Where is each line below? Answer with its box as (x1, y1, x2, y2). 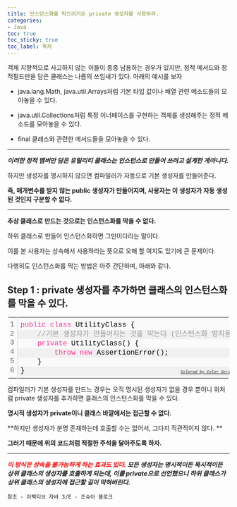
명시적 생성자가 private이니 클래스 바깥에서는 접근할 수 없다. (7, 408, 172, 417)
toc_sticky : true (7, 37, 59, 44)
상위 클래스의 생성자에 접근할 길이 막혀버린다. (7, 477, 130, 487)
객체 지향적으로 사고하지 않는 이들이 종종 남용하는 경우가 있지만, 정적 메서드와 (7, 63, 220, 71)
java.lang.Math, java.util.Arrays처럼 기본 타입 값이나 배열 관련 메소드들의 (17, 87, 220, 95)
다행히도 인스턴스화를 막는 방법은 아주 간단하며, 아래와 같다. (7, 262, 171, 270)
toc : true (7, 30, 37, 37)
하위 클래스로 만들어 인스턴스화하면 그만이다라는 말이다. (7, 232, 160, 240)
